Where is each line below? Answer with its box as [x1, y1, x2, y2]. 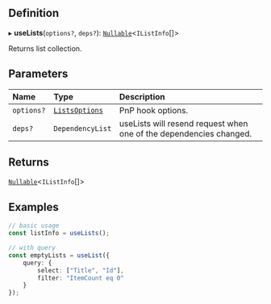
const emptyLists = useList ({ [8, 251, 110, 260]
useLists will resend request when [119, 117, 248, 129]
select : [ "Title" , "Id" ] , [37, 266, 125, 274]
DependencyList [53, 124, 112, 133]
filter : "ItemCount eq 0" [37, 274, 125, 282]
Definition [8, 6, 59, 20]
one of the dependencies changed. [119, 128, 252, 139]
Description [119, 91, 165, 102]
